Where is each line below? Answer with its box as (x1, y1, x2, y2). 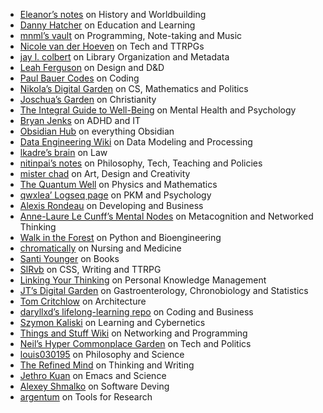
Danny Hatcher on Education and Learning (19, 19, 196, 31)
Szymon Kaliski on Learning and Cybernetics (19, 317, 206, 328)
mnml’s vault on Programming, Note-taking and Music (19, 30, 243, 41)
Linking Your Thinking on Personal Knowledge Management (19, 274, 267, 286)
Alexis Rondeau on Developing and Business (19, 200, 204, 211)
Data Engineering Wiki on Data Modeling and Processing (19, 136, 253, 148)
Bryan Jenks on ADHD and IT (19, 115, 142, 126)
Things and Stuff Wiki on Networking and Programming (19, 327, 248, 339)
